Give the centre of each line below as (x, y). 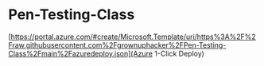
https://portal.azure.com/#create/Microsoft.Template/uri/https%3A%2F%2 (133, 37)
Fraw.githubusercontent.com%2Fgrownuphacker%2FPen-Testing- (117, 45)
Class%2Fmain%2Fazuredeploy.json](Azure (81, 53)
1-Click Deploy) (180, 53)
